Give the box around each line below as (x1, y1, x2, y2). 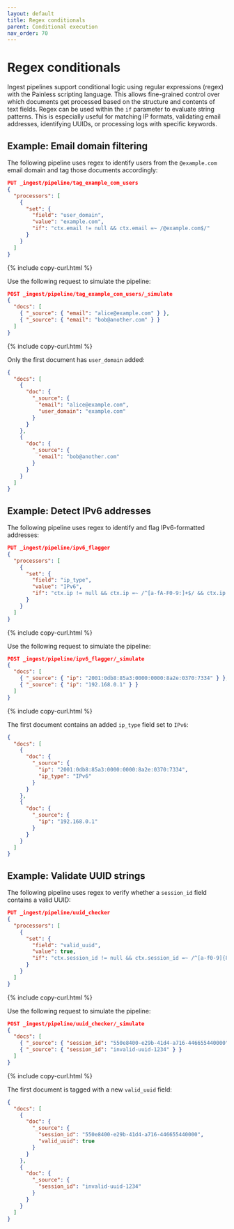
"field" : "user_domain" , (32, 212, 104, 219)
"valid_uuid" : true (38, 1138, 95, 1145)
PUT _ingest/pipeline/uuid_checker (7, 910, 111, 917)
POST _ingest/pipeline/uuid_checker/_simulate (7, 1020, 145, 1027)
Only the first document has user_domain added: (7, 355, 145, 363)
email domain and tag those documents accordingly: (7, 166, 158, 174)
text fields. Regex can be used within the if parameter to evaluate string (7, 105, 214, 114)
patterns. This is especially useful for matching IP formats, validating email (7, 112, 221, 121)
